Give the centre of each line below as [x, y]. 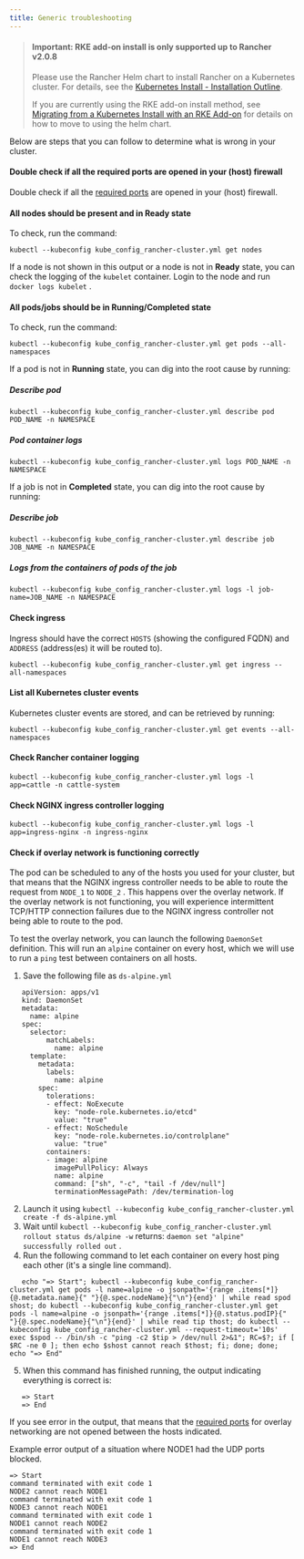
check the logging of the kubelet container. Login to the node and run [140, 277]
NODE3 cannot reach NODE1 [58, 1508]
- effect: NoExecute [85, 1104]
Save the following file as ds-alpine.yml [97, 976]
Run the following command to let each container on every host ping [151, 1255]
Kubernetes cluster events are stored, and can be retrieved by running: [142, 713]
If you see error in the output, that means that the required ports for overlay [151, 1422]
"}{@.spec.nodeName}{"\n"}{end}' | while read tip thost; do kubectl [144, 1322]
